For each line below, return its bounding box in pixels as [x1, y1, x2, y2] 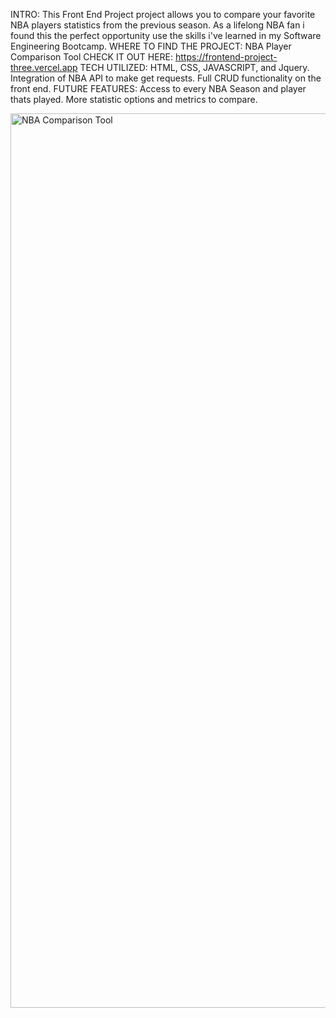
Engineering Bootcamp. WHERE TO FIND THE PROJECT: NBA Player [10, 40, 292, 52]
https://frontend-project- [174, 51, 278, 63]
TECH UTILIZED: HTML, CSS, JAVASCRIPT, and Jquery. [79, 62, 310, 73]
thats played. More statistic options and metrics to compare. [10, 94, 258, 105]
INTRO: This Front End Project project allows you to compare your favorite [10, 9, 316, 20]
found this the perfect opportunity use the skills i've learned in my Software [10, 30, 322, 41]
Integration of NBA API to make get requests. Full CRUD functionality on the [10, 72, 322, 84]
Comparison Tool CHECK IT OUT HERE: [10, 51, 174, 63]
